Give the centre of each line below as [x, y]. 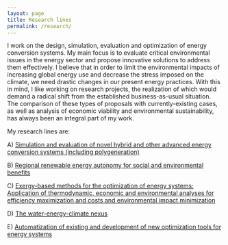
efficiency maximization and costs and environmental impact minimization [111, 201]
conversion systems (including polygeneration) [73, 152]
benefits [19, 172]
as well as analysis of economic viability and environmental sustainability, [111, 111]
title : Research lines [39, 20]
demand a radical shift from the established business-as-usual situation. [109, 96]
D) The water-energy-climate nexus [58, 214]
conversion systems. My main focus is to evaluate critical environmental [109, 53]
